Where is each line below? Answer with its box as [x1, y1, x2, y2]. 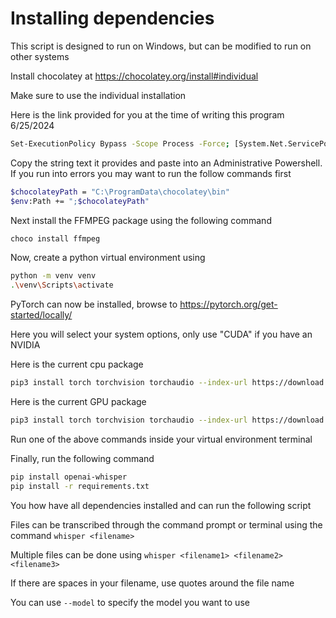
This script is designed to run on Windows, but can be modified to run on [10, 40, 312, 52]
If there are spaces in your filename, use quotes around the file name [10, 577, 295, 589]
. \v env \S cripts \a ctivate [10, 280, 114, 291]
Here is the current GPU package [10, 396, 147, 408]
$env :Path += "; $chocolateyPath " [10, 196, 150, 206]
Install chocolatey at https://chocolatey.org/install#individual [10, 70, 259, 82]
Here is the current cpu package [10, 358, 144, 371]
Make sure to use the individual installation [10, 89, 187, 101]
